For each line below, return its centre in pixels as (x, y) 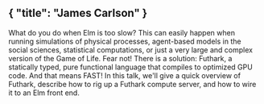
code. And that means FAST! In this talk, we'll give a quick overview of (125, 75)
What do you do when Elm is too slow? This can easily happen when (122, 32)
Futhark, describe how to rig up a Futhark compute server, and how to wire (132, 84)
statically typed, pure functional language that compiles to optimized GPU (131, 67)
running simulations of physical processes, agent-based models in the (125, 41)
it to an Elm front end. (44, 93)
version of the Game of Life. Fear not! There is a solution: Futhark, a (120, 58)
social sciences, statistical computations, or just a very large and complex (131, 50)
